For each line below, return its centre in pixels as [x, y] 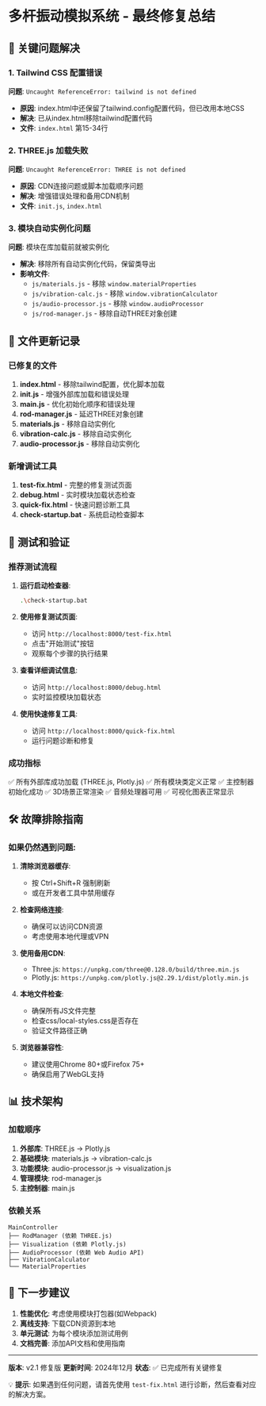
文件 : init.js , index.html [61, 206]
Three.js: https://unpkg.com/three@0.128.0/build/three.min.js [135, 969]
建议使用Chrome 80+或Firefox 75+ [88, 1064]
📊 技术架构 [36, 1102]
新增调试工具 [33, 466]
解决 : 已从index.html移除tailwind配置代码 [86, 118]
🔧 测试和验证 [39, 542]
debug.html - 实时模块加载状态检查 [78, 495]
